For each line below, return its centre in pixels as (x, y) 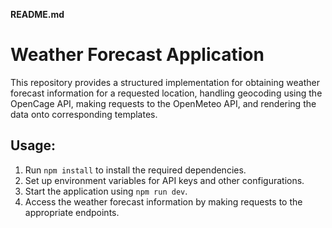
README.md (37, 14)
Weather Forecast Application (137, 55)
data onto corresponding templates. (84, 114)
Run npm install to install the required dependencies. (135, 170)
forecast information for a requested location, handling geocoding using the (166, 93)
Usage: (33, 145)
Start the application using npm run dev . (106, 191)
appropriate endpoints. (72, 212)
